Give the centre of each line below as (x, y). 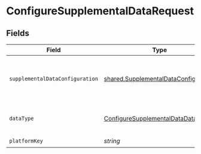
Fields (18, 33)
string (112, 141)
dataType (22, 118)
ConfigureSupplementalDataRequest (100, 11)
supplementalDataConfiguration (54, 79)
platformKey (26, 141)
